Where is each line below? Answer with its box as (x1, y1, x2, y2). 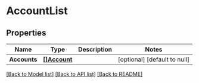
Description (78, 46, 112, 53)
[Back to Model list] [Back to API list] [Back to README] (6, 71, 143, 78)
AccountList (6, 4, 68, 18)
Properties (6, 28, 46, 38)
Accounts (9, 55, 38, 63)
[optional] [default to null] (117, 55, 189, 63)
